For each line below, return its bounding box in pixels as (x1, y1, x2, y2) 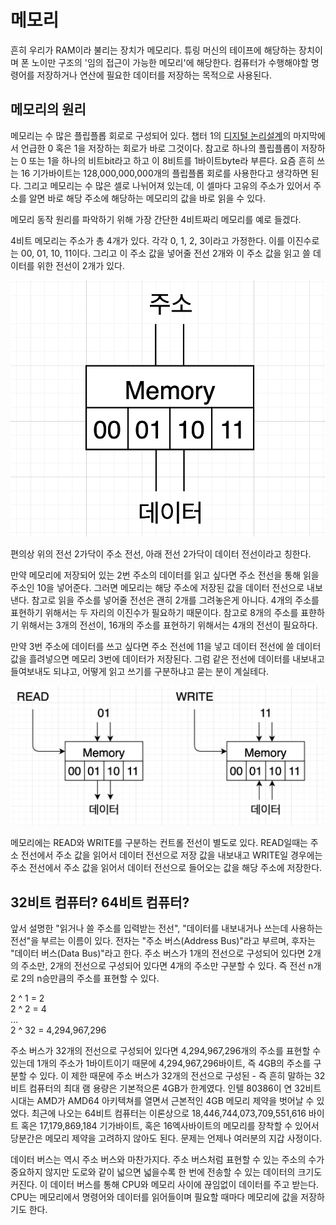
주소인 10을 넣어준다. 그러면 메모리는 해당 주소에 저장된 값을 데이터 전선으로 (10, 582, 305, 594)
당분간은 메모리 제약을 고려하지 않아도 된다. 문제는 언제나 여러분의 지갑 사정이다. (10, 1132, 323, 1144)
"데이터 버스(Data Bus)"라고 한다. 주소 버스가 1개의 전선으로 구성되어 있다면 (10, 947, 306, 959)
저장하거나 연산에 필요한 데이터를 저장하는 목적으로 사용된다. (36, 69, 272, 81)
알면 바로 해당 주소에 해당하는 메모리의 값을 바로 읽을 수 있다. (28, 192, 266, 204)
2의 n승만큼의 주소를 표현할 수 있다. (20, 972, 160, 984)
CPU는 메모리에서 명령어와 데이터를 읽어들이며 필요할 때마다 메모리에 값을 (10, 1191, 299, 1203)
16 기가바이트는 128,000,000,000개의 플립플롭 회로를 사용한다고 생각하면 (20, 167, 309, 179)
